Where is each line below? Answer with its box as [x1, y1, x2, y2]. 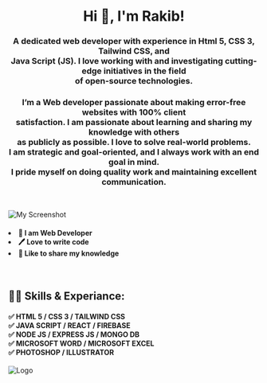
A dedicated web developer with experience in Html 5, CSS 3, [13, 36, 255, 47]
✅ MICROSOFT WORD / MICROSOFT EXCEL [8, 338, 155, 348]
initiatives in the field [103, 65, 187, 76]
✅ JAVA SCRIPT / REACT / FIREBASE [8, 320, 132, 330]
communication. [101, 177, 167, 188]
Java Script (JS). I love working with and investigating [10, 56, 223, 67]
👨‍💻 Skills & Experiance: [8, 290, 125, 303]
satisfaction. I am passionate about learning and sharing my [15, 117, 253, 128]
